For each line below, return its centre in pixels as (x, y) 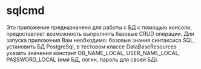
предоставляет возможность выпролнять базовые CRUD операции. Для (100, 33)
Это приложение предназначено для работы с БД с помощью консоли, (99, 27)
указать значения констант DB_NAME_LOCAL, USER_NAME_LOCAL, (93, 53)
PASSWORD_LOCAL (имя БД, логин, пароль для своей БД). (83, 59)
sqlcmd (25, 11)
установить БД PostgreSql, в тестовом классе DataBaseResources (91, 47)
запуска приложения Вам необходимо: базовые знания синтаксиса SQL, (101, 40)
